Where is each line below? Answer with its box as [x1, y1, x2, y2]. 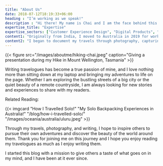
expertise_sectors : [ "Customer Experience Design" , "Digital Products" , [5, 30, 155, 34]
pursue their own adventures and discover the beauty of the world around [5, 130, 153, 136]
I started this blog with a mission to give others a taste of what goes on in [5, 150, 151, 156]
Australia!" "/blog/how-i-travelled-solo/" [5, 111, 86, 117]
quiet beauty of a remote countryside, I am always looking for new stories [5, 82, 152, 88]
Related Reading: [5, 96, 39, 102]
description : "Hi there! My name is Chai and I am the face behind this [5, 20, 158, 26]
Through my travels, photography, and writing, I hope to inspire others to [5, 125, 150, 131]
